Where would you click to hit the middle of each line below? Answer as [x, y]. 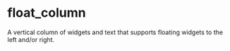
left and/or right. [31, 39]
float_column [47, 13]
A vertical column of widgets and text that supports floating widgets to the [115, 32]
